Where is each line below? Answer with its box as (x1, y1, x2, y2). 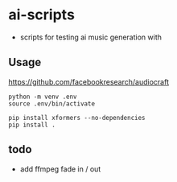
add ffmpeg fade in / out (19, 163, 101, 174)
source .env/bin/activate (8, 99, 95, 108)
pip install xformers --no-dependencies (8, 114, 146, 122)
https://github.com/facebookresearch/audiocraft (8, 77, 169, 86)
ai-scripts (8, 6, 75, 24)
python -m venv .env (8, 93, 78, 101)
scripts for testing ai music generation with (19, 32, 163, 42)
